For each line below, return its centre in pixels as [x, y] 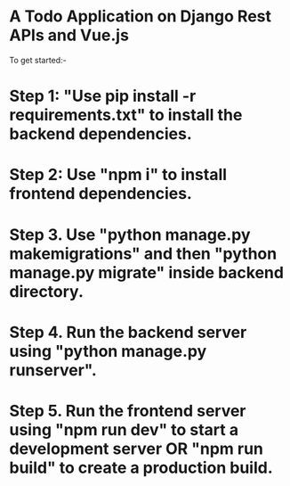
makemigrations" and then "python [143, 254]
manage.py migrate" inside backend [147, 272]
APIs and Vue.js [69, 35]
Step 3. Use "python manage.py [130, 235]
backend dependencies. [101, 134]
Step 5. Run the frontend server [128, 411]
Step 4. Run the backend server [128, 332]
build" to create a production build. [141, 468]
